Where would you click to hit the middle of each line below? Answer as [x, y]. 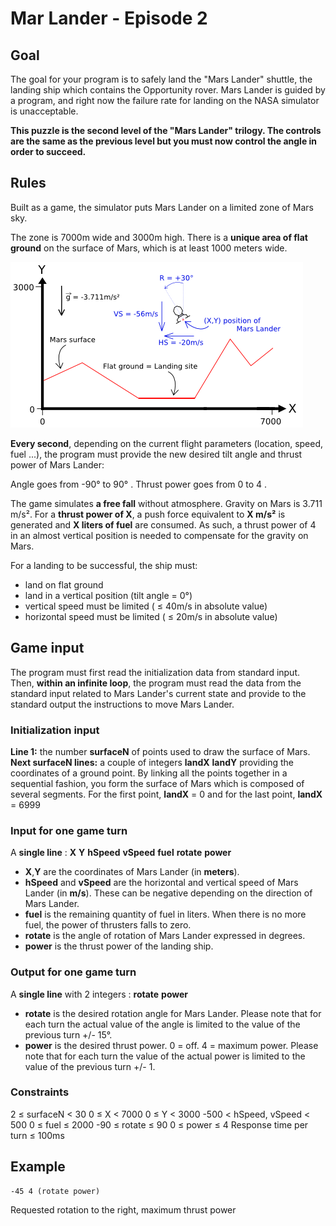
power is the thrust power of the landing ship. [119, 946]
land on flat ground [64, 584]
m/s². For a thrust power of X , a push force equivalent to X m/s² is [148, 514]
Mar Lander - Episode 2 [109, 18]
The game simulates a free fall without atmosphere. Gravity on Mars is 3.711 [166, 503]
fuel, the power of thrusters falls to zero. [108, 925]
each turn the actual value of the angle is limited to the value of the [162, 1024]
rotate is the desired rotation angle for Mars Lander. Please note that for [173, 1013]
